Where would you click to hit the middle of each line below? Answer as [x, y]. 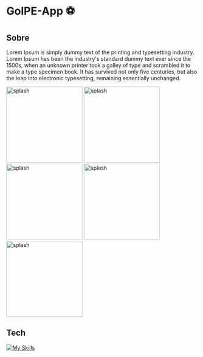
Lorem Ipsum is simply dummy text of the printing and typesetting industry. [100, 52]
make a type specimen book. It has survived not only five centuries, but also [102, 72]
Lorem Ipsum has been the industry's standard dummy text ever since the [99, 59]
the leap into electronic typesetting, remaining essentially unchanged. [94, 78]
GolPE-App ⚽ [41, 11]
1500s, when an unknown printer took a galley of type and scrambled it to [98, 65]
